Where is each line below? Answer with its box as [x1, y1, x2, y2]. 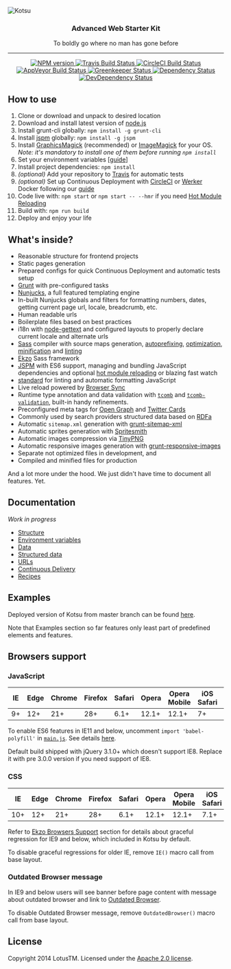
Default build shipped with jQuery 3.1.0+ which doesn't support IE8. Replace [8, 747, 223, 755]
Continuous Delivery [17, 565, 76, 573]
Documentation [8, 497, 76, 508]
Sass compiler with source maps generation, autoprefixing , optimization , [17, 339, 223, 347]
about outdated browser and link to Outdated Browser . [8, 895, 162, 903]
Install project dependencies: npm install [17, 163, 136, 171]
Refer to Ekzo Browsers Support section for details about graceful [8, 828, 194, 836]
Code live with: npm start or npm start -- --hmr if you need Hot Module [17, 192, 222, 201]
